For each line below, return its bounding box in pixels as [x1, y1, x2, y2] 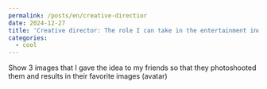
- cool [15, 41, 37, 49]
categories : [8, 33, 48, 42]
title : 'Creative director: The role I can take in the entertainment [8, 26, 247, 34]
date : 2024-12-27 [8, 19, 66, 27]
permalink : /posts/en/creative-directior [8, 11, 148, 20]
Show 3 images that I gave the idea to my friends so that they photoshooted [8, 63, 257, 72]
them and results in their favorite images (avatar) [8, 72, 168, 81]
